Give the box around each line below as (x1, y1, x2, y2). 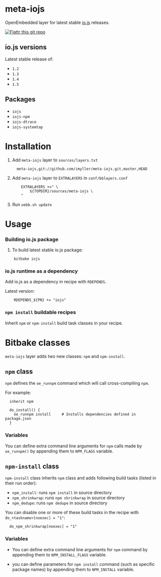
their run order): (5, 480, 37, 486)
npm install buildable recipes (5, 309, 76, 316)
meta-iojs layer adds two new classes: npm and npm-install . (5, 353, 125, 359)
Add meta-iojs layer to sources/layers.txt (12, 157, 98, 163)
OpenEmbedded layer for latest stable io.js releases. (5, 20, 110, 25)
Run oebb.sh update (12, 201, 52, 207)
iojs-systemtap (12, 124, 43, 130)
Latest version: (5, 288, 35, 294)
